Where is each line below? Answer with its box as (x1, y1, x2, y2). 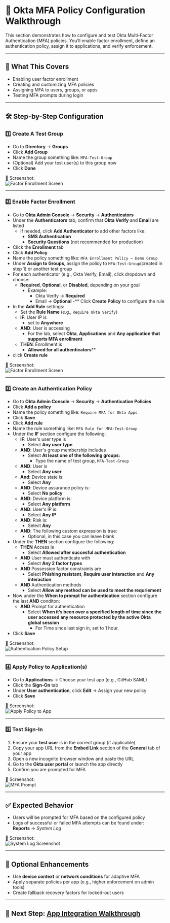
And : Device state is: (20, 474, 64, 480)
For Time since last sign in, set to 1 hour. (35, 625, 119, 631)
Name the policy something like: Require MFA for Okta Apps (12, 409, 138, 415)
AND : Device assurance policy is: (20, 485, 90, 491)
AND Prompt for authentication (20, 604, 85, 610)
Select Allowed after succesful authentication (27, 549, 126, 555)
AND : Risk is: (20, 517, 48, 523)
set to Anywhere (27, 319, 63, 325)
